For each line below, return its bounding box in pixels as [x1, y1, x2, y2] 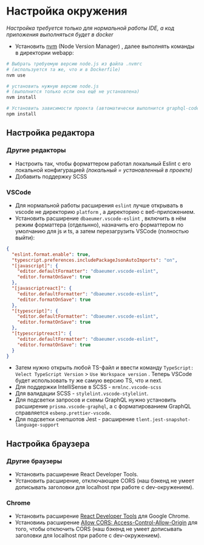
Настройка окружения [6, 4, 127, 18]
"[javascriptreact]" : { [12, 286, 72, 292]
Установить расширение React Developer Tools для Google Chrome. [15, 512, 190, 520]
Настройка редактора [6, 128, 95, 138]
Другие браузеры [6, 457, 63, 465]
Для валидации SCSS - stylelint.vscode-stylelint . [15, 390, 149, 397]
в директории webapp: [15, 49, 74, 56]
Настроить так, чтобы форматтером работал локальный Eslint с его [15, 160, 191, 167]
